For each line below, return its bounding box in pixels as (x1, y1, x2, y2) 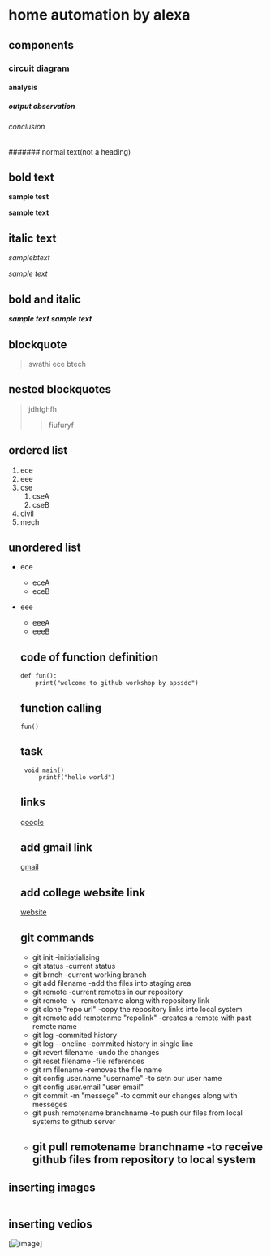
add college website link (19, 885, 146, 900)
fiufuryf (48, 420, 75, 430)
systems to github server (32, 1117, 116, 1127)
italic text (8, 231, 57, 245)
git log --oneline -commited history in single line (32, 1039, 194, 1049)
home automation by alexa (8, 6, 191, 24)
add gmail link (19, 840, 93, 854)
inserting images (8, 1180, 96, 1194)
